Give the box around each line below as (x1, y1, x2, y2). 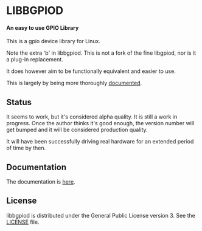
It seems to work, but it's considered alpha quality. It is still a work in (6, 113, 178, 120)
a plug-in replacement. (6, 56, 64, 63)
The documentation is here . (6, 178, 75, 185)
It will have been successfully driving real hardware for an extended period (6, 138, 194, 145)
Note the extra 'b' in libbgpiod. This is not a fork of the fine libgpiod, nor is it (6, 49, 197, 57)
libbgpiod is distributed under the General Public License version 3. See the (6, 212, 196, 219)
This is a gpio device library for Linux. (6, 38, 100, 45)
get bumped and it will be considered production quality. (6, 126, 148, 134)
